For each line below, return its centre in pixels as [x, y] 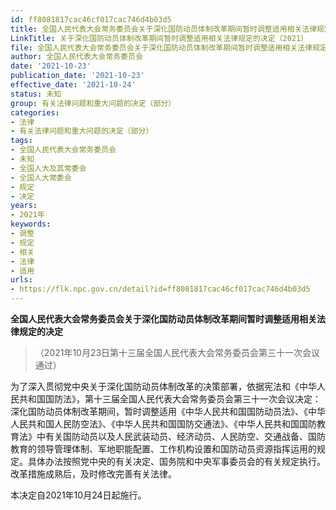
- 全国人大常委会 [41, 177]
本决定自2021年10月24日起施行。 [78, 495]
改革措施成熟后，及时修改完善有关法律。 [93, 474]
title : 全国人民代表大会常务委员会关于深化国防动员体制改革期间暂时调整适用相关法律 [164, 29]
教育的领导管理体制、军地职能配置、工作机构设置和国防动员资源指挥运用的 [163, 449]
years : [24, 206]
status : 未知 [36, 94]
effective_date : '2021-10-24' [73, 85]
